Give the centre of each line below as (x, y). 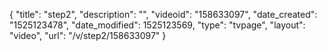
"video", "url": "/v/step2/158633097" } (88, 35)
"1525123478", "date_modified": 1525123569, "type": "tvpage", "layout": (157, 25)
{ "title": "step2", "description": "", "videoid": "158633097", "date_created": (163, 14)
